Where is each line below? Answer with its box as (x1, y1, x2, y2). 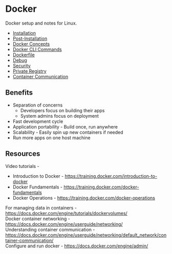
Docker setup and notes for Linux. (5, 20, 77, 26)
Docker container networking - (5, 216, 71, 222)
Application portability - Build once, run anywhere (12, 123, 118, 130)
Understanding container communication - (5, 226, 95, 232)
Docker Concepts (12, 40, 50, 47)
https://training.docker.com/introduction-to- (64, 173, 158, 179)
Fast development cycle (12, 118, 63, 124)
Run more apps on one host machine (12, 134, 91, 141)
